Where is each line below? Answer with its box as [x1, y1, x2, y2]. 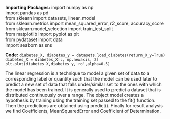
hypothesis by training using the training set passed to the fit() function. [5, 97, 156, 103]
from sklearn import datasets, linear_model [5, 15, 96, 21]
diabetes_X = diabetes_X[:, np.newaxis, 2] [5, 57, 99, 62]
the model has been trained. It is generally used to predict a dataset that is [5, 87, 161, 93]
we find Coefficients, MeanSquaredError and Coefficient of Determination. [5, 108, 161, 114]
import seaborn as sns [5, 42, 52, 48]
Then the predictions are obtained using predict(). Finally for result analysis [5, 103, 163, 108]
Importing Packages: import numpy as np [5, 5, 94, 10]
